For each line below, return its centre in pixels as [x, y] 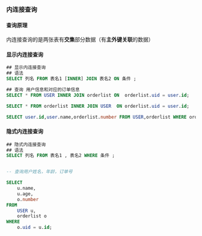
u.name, [26, 188]
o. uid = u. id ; [35, 228]
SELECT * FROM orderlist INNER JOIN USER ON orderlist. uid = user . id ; [98, 106]
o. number [28, 199]
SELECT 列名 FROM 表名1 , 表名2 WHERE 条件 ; [61, 156]
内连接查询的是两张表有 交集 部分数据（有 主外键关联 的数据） [80, 40]
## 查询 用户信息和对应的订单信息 [43, 89]
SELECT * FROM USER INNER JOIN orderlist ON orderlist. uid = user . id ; [98, 95]
